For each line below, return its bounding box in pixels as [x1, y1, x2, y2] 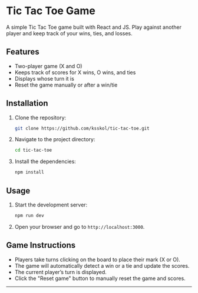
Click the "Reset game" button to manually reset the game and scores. [14, 275, 186, 282]
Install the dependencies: [14, 158, 77, 165]
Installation [6, 98, 48, 108]
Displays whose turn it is [14, 75, 75, 82]
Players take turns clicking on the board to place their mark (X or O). [14, 256, 181, 263]
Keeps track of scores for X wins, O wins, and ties [14, 69, 136, 76]
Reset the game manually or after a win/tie [14, 81, 118, 88]
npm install [14, 169, 44, 175]
